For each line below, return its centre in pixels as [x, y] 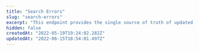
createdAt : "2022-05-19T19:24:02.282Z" [56, 33]
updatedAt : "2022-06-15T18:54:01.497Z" [56, 39]
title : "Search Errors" [36, 11]
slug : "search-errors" [34, 17]
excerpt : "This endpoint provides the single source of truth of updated [100, 22]
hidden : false [24, 28]
